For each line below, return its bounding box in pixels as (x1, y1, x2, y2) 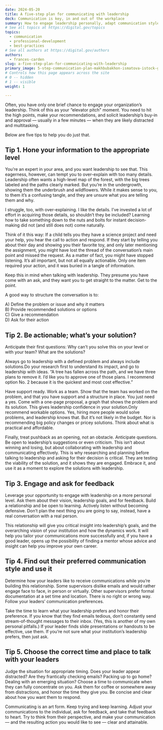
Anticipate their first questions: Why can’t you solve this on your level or (5, 344, 149, 350)
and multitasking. (5, 122, 40, 128)
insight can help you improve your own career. (5, 543, 98, 549)
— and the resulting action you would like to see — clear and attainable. (5, 719, 148, 725)
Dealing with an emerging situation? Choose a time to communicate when (5, 678, 152, 684)
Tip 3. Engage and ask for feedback (5, 479, 114, 488)
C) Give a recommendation (5, 312, 59, 318)
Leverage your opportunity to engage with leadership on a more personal (5, 492, 152, 498)
